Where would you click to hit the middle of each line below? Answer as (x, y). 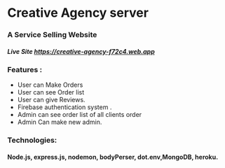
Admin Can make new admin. (60, 122)
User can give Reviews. (51, 100)
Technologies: (32, 140)
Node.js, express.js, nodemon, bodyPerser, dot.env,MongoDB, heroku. (113, 157)
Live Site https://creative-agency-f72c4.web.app (81, 51)
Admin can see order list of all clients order (80, 115)
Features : (25, 70)
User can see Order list (51, 92)
